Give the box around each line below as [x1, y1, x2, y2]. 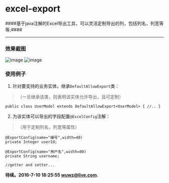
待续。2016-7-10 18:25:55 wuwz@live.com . [5, 172, 99, 178]
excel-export [5, 3, 61, 15]
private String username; [5, 153, 59, 159]
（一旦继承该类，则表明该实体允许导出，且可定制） [17, 94, 124, 100]
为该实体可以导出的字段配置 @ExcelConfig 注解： [12, 113, 111, 119]
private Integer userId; [5, 139, 57, 144]
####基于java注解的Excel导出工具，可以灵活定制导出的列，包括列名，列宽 [5, 20, 159, 26]
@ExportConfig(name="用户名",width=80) [5, 149, 87, 154]
